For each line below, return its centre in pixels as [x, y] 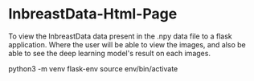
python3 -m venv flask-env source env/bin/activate [93, 68]
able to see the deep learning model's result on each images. [110, 53]
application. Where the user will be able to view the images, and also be [127, 44]
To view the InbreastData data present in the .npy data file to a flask [120, 36]
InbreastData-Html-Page [93, 14]
